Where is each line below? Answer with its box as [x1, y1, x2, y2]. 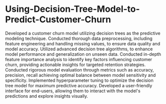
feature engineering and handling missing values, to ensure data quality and [5, 40, 160, 46]
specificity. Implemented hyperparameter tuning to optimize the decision [5, 77, 154, 83]
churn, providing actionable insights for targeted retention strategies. [5, 62, 146, 68]
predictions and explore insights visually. [5, 93, 88, 99]
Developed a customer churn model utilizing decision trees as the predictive [5, 30, 161, 36]
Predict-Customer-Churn [5, 14, 111, 25]
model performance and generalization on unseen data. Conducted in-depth [5, 51, 162, 57]
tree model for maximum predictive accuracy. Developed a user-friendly [5, 82, 153, 88]
